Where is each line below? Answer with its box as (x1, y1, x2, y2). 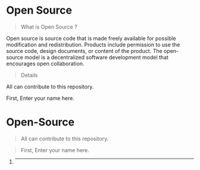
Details (20, 71, 38, 78)
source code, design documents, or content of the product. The (6, 47, 162, 54)
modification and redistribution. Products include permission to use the (6, 41, 180, 48)
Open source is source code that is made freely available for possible (6, 34, 177, 42)
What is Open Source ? (20, 23, 77, 30)
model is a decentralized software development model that (24, 53, 168, 61)
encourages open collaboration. (6, 60, 85, 67)
